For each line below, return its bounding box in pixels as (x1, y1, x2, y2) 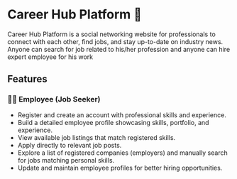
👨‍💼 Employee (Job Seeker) (7, 94, 101, 104)
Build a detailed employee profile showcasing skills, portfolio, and (17, 118, 209, 126)
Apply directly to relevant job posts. (17, 141, 122, 149)
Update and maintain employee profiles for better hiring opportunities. (17, 163, 223, 172)
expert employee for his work (7, 53, 94, 61)
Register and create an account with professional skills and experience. (17, 110, 227, 119)
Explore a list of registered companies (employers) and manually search (17, 148, 228, 157)
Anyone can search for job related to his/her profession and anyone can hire (7, 45, 231, 53)
